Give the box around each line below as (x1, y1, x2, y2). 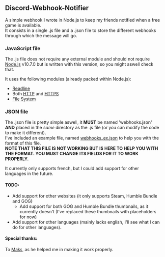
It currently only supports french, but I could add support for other (5, 166, 139, 171)
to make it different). (5, 130, 46, 136)
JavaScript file (5, 45, 41, 52)
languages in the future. (5, 171, 54, 176)
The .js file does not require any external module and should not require (5, 56, 150, 62)
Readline (12, 86, 30, 91)
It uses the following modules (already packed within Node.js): (5, 76, 132, 82)
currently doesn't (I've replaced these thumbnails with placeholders (19, 208, 157, 214)
